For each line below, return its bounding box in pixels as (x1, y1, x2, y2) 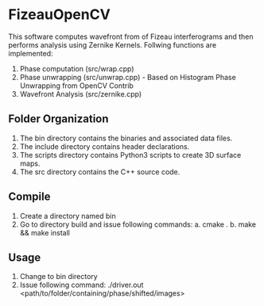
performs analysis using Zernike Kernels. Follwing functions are (8, 40, 217, 49)
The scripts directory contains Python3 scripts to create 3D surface (19, 150, 242, 159)
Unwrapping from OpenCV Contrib (19, 81, 134, 90)
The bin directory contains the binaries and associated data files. (19, 133, 233, 143)
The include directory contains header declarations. (19, 141, 190, 151)
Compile (8, 190, 51, 204)
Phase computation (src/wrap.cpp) (19, 63, 134, 73)
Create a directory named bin (19, 211, 117, 220)
